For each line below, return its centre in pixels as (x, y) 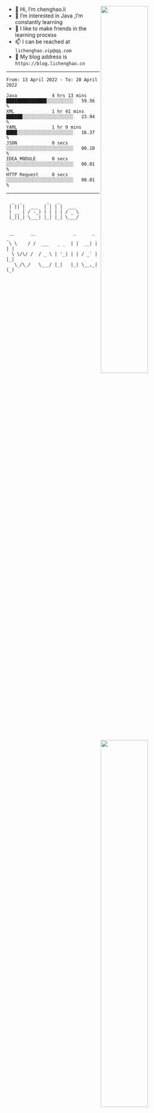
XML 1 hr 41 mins (45, 111)
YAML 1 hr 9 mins (44, 127)
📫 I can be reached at (42, 42)
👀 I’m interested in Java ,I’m (49, 16)
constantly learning (39, 22)
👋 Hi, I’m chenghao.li (40, 9)
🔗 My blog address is (41, 57)
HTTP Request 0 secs (37, 175)
